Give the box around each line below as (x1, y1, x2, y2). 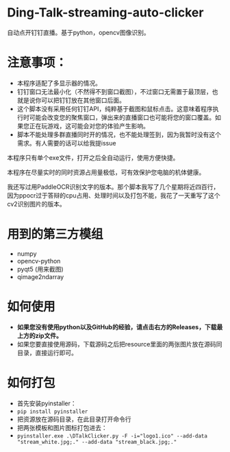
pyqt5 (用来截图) (16, 265, 64, 273)
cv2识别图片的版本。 (7, 200, 66, 208)
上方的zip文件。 (16, 331, 63, 340)
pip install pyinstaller (16, 408, 88, 415)
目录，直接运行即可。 (16, 348, 77, 357)
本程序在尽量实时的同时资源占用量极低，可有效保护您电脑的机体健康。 (7, 168, 205, 176)
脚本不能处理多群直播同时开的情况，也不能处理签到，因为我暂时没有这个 (16, 130, 221, 139)
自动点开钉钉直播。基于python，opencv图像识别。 (7, 28, 150, 36)
